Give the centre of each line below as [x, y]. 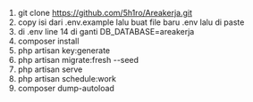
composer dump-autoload [66, 88]
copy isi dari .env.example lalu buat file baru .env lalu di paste [131, 22]
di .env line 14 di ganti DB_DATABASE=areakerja [106, 31]
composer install [48, 41]
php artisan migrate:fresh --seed [78, 60]
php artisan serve [50, 69]
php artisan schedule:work [67, 78]
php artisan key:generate [64, 51]
